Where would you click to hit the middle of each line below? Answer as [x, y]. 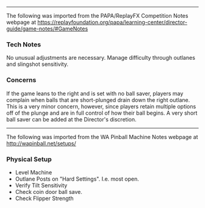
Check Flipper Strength [45, 198]
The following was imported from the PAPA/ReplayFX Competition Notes [97, 16]
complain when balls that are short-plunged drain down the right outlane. [98, 100]
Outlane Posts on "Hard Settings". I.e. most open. [77, 179]
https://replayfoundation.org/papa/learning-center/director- [113, 22]
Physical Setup [29, 159]
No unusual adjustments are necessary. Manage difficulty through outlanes [101, 58]
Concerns [21, 80]
